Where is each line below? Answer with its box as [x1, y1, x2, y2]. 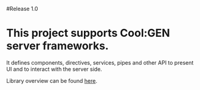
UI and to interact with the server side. [6, 65, 102, 72]
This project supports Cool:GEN [6, 27, 170, 40]
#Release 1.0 [6, 5, 38, 12]
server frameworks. [6, 39, 109, 53]
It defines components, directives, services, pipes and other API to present [6, 59, 194, 66]
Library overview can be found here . [6, 77, 98, 84]
